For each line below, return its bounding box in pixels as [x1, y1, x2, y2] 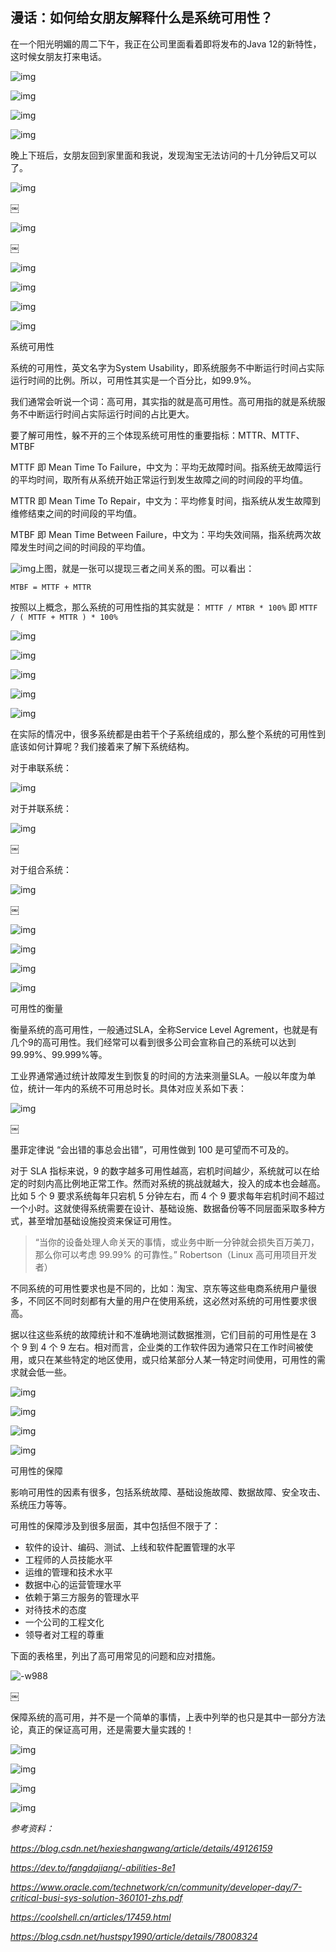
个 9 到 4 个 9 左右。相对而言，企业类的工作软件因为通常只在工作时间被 [10, 1341, 305, 1353]
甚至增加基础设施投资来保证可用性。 [27, 1214, 177, 1227]
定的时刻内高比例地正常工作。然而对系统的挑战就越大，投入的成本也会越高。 [10, 1177, 326, 1189]
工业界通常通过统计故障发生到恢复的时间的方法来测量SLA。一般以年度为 [10, 1069, 308, 1082]
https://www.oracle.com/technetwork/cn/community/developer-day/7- [10, 1881, 303, 1893]
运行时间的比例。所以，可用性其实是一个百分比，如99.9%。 [10, 374, 257, 386]
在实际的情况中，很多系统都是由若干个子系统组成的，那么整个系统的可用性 [10, 728, 317, 740]
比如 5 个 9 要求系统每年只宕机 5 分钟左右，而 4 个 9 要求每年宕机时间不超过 [10, 1189, 325, 1202]
